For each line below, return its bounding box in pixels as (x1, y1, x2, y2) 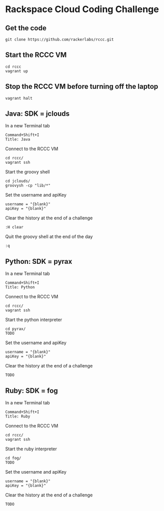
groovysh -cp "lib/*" (5, 183, 51, 188)
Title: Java (5, 137, 30, 142)
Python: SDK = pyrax (5, 257, 72, 266)
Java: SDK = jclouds (5, 110, 70, 118)
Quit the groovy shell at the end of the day (5, 234, 93, 240)
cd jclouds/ (5, 178, 30, 184)
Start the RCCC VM (5, 51, 67, 59)
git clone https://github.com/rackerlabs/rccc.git (5, 37, 114, 42)
